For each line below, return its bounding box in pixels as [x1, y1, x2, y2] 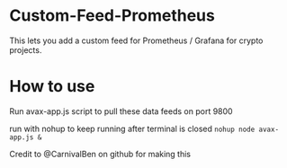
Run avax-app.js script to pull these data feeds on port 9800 [9, 105, 233, 117]
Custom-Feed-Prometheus [9, 5, 216, 26]
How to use [9, 76, 95, 97]
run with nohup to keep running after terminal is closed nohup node [9, 123, 256, 134]
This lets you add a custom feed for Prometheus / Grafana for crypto [9, 35, 264, 46]
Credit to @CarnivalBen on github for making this [9, 148, 192, 159]
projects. [9, 44, 42, 55]
